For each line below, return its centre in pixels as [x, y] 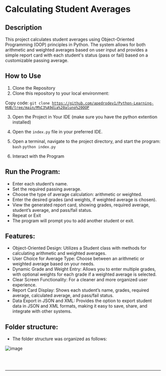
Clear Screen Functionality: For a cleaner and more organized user [80, 280]
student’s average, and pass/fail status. [52, 210]
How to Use [23, 76]
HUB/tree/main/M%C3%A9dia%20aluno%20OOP [47, 108]
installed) [21, 122]
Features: [20, 236]
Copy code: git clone [28, 103]
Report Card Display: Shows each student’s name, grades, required [81, 290]
